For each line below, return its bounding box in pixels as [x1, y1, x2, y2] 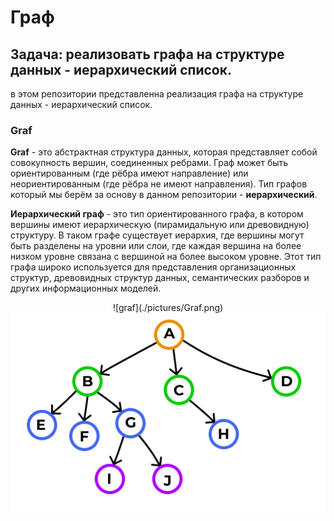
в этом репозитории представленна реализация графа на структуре [10, 88, 304, 100]
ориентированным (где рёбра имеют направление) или [10, 167, 249, 180]
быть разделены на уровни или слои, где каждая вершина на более [10, 240, 302, 252]
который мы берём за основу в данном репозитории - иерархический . [10, 189, 318, 201]
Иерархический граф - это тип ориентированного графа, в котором [10, 208, 304, 220]
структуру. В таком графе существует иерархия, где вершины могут [10, 229, 305, 241]
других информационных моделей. [10, 282, 162, 295]
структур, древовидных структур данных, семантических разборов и [10, 272, 310, 284]
